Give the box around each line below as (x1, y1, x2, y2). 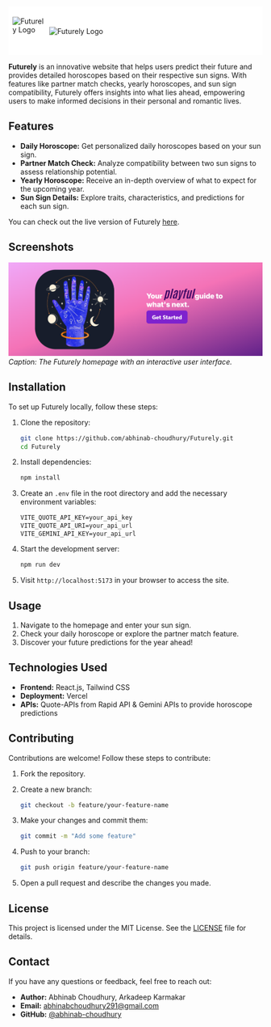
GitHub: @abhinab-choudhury (19, 1009, 123, 1019)
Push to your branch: (19, 847, 90, 856)
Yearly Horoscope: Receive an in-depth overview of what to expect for (19, 175, 257, 185)
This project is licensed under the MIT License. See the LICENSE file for (8, 923, 247, 933)
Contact (8, 955, 50, 969)
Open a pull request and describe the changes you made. (19, 878, 211, 888)
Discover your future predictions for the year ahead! (19, 637, 194, 647)
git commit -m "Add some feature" (19, 832, 136, 840)
